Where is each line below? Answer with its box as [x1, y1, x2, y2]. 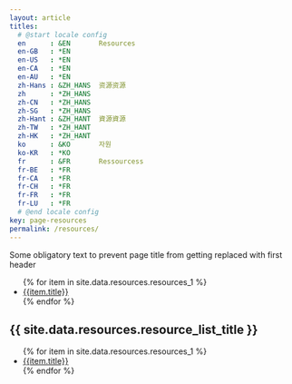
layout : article [9, 13, 71, 23]
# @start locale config [17, 30, 107, 39]
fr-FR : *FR [17, 191, 71, 200]
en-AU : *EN [17, 73, 71, 82]
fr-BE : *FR [17, 165, 71, 174]
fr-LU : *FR [17, 199, 71, 209]
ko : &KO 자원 [17, 140, 112, 149]
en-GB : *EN [17, 47, 71, 56]
